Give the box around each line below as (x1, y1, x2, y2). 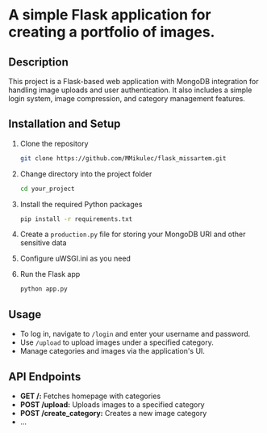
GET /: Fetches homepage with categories (19, 391, 161, 401)
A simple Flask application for (8, 6, 211, 24)
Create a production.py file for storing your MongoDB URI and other (19, 229, 246, 240)
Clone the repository (19, 138, 89, 148)
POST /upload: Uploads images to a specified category (19, 399, 205, 410)
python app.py (19, 285, 68, 293)
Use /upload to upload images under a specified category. (19, 337, 214, 347)
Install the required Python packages (19, 199, 143, 209)
